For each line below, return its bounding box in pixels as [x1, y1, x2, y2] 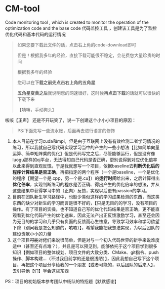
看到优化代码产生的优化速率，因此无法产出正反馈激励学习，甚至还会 [16, 212, 156, 218]
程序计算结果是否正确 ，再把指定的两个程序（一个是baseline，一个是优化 [12, 169, 160, 175]
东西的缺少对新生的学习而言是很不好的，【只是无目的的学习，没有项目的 [12, 200, 158, 206]
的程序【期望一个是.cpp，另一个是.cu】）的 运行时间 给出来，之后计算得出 [12, 175, 160, 181]
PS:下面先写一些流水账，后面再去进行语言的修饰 [17, 127, 115, 133]
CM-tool [5, 3, 40, 14]
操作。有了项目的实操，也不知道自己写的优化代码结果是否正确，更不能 [12, 206, 156, 212]
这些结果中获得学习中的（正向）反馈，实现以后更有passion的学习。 [12, 187, 150, 193]
